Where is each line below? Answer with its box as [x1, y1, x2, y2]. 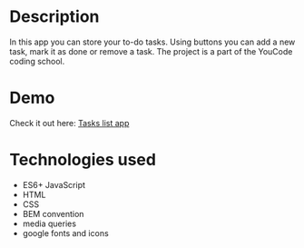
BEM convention [22, 208, 84, 219]
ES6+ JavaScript [22, 179, 86, 190]
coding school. [9, 55, 65, 66]
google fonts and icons [22, 227, 109, 238]
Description [9, 6, 100, 27]
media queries [22, 218, 77, 229]
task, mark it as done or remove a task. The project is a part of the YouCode [9, 45, 293, 56]
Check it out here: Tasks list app [9, 117, 130, 128]
